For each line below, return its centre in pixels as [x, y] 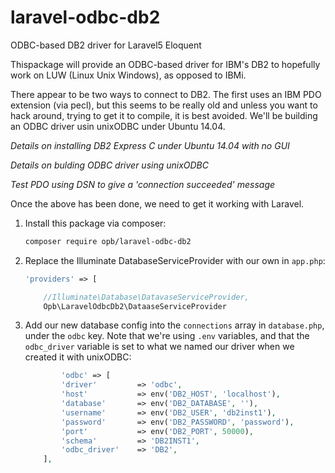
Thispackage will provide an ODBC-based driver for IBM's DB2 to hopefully [165, 64]
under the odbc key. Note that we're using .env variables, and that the [167, 336]
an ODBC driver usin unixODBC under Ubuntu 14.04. [118, 126]
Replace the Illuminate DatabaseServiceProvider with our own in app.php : [175, 260]
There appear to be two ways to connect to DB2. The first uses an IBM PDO [166, 94]
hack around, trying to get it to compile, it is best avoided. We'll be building [164, 115]
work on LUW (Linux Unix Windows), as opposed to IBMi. [128, 75]
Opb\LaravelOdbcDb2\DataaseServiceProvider [135, 306]
